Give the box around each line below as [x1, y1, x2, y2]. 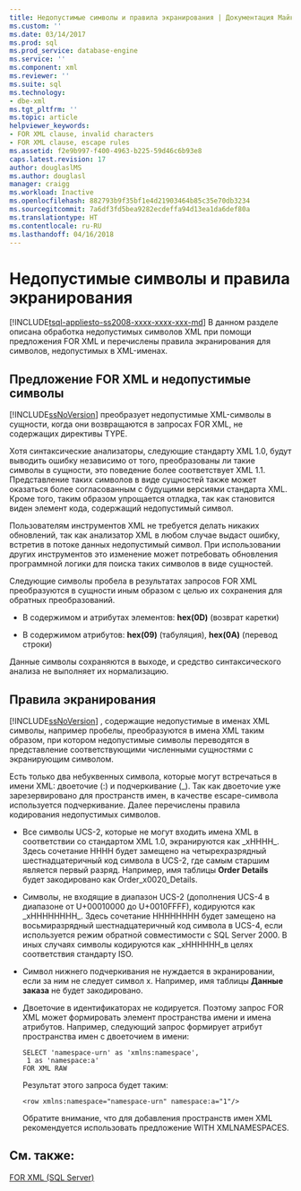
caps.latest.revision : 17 [9, 154, 106, 164]
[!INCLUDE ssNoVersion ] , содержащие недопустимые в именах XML [9, 715, 271, 726]
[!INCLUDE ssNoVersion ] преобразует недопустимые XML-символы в [9, 410, 271, 420]
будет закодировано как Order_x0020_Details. [21, 874, 198, 885]
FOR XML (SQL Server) [9, 1171, 95, 1183]
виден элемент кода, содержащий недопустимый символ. [9, 503, 235, 514]
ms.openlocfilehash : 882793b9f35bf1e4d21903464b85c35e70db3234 [9, 196, 251, 206]
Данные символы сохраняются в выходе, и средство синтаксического [9, 656, 282, 668]
